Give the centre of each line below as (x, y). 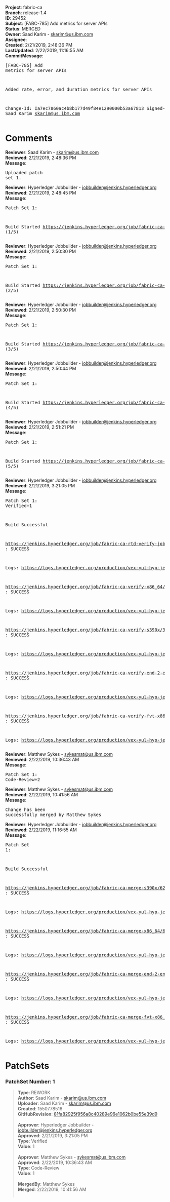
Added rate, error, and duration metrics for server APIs (79, 89)
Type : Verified (33, 1141)
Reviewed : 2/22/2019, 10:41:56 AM (42, 794)
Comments (29, 138)
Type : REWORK (34, 1093)
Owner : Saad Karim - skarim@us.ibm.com (49, 34)
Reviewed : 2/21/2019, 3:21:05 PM (40, 485)
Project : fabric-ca (24, 7)
